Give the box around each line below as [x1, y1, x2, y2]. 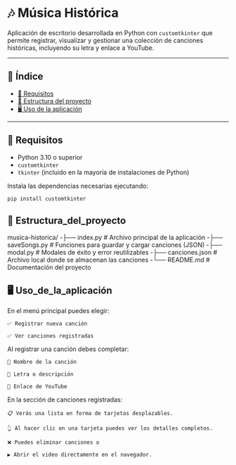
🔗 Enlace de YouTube [7, 383, 68, 390]
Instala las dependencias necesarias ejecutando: [7, 181, 149, 190]
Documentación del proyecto [7, 263, 91, 272]
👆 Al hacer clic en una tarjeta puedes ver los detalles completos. [7, 425, 213, 432]
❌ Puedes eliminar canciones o [7, 439, 100, 446]
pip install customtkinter [7, 195, 86, 202]
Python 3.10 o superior [17, 153, 83, 161]
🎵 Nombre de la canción [7, 359, 77, 366]
